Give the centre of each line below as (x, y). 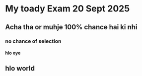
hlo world (20, 68)
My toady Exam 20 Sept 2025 (68, 9)
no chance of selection (33, 41)
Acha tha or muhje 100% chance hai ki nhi (71, 27)
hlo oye (13, 53)
